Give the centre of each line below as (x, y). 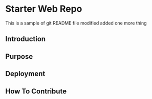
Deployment (25, 74)
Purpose (19, 56)
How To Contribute (36, 91)
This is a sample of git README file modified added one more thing (76, 23)
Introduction (26, 39)
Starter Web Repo (44, 9)
